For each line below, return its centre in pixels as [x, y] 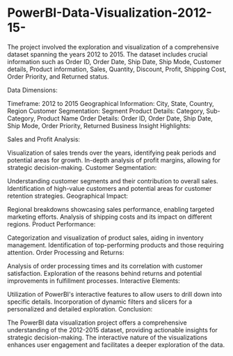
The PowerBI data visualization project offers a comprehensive [97, 323]
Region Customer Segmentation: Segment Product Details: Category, [106, 111]
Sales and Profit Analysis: [44, 139]
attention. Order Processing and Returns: [66, 252]
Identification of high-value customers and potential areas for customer [110, 188]
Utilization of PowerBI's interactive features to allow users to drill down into [115, 294]
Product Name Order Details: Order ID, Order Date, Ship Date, [125, 118]
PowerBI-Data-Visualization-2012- [110, 13]
